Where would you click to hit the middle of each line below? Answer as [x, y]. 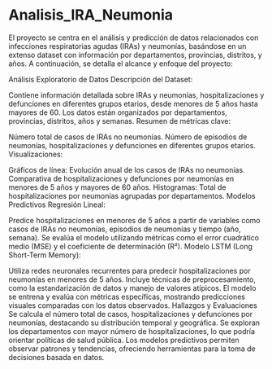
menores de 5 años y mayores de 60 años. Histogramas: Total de [117, 187]
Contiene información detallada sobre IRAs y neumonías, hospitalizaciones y [136, 94]
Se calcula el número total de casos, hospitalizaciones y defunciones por [131, 314]
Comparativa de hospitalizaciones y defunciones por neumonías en [121, 178]
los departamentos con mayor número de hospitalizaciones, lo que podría [132, 331]
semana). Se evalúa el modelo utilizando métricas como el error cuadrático [134, 237]
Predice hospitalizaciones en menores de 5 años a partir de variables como [134, 220]
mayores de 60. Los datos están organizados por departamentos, [118, 112]
